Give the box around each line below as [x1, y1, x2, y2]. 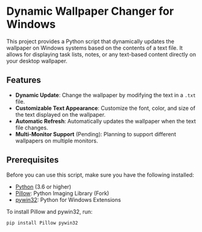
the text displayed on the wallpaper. [15, 110, 106, 118]
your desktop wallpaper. [6, 57, 68, 64]
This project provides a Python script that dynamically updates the [6, 37, 175, 45]
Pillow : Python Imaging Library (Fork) [15, 189, 109, 197]
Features [6, 75, 41, 85]
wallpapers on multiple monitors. [15, 137, 98, 144]
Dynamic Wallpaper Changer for [6, 4, 174, 18]
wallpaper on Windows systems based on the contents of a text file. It [6, 44, 183, 52]
